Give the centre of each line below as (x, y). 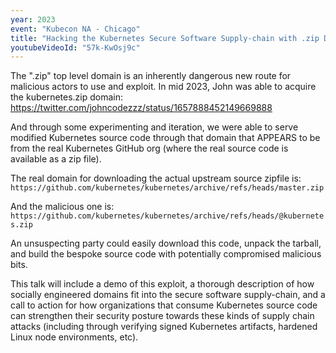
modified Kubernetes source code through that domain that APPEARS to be (165, 138)
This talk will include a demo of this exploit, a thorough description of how (162, 284)
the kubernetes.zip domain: (67, 97)
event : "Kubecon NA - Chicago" (75, 29)
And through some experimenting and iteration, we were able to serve (154, 127)
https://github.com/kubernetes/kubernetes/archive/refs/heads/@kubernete (167, 216)
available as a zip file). (56, 159)
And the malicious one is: (62, 207)
